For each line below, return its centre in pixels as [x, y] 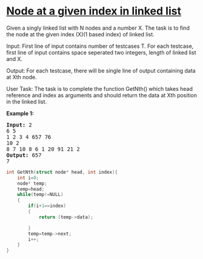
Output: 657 [24, 155]
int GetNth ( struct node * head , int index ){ [62, 172]
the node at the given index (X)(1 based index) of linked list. [80, 34]
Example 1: [20, 113]
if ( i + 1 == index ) [47, 206]
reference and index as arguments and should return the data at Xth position [102, 95]
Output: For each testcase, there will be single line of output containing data [101, 70]
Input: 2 [19, 125]
